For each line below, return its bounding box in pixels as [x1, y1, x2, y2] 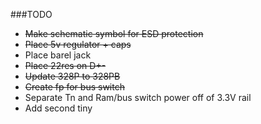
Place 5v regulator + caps [24, 39, 132, 50]
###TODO [10, 9, 53, 20]
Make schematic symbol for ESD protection [24, 28, 204, 39]
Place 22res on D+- [24, 60, 107, 71]
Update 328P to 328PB [24, 70, 121, 82]
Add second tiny [24, 102, 93, 114]
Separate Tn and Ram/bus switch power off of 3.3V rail [24, 92, 252, 103]
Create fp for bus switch [24, 81, 125, 93]
